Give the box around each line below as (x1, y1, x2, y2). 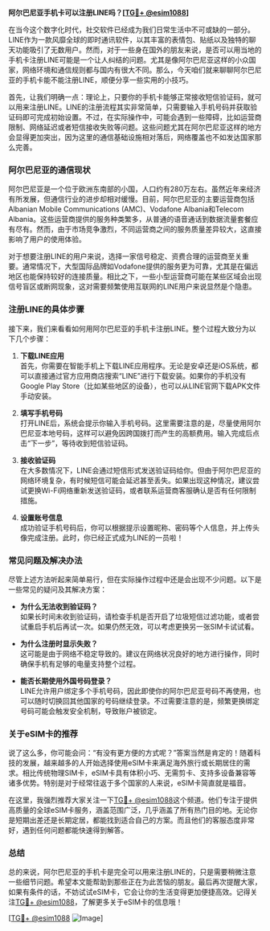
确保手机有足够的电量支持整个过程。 (19, 658, 141, 668)
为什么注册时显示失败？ (19, 638, 98, 648)
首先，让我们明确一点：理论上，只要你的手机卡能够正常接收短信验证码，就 (8, 92, 255, 101)
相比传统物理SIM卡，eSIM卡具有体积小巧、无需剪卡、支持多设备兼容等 (22, 768, 256, 778)
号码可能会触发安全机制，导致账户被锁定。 (19, 706, 162, 716)
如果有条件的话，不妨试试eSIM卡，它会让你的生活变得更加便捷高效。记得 (8, 888, 251, 897)
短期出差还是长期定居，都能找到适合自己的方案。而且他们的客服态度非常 (14, 815, 255, 825)
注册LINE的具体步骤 (8, 304, 84, 315)
